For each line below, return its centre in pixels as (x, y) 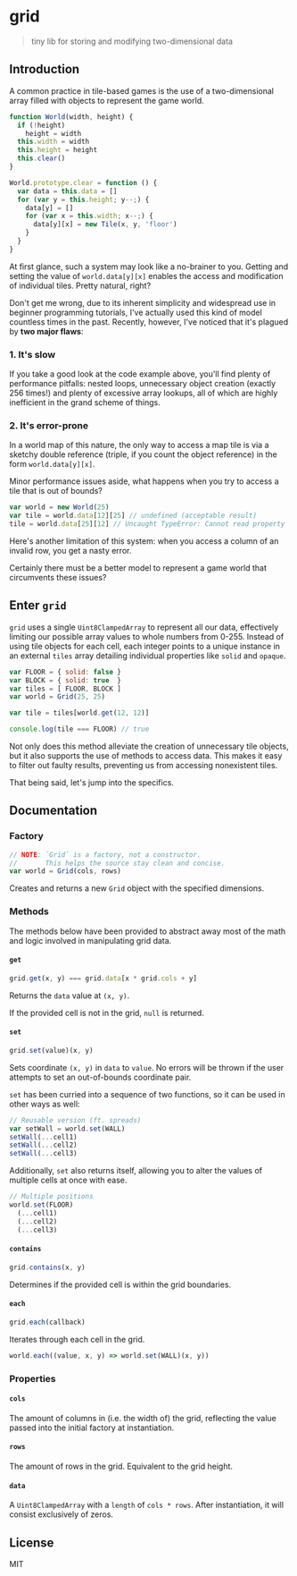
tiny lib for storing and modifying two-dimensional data (132, 41)
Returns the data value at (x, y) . (70, 996)
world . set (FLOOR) (41, 1205)
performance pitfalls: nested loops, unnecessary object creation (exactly (143, 384)
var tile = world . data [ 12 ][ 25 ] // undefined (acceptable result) (133, 516)
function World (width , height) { (71, 117)
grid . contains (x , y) (48, 1267)
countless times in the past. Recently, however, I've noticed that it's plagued (148, 322)
